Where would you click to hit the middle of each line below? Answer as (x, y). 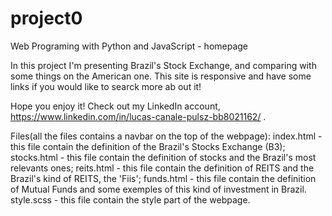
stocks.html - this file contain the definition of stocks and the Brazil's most (163, 157)
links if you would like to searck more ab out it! (106, 86)
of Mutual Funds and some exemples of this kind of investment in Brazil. (158, 189)
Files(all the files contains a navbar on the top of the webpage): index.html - (166, 136)
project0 (46, 18)
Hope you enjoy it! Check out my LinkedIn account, (115, 106)
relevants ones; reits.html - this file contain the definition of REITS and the (162, 168)
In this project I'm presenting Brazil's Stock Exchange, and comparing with (163, 65)
